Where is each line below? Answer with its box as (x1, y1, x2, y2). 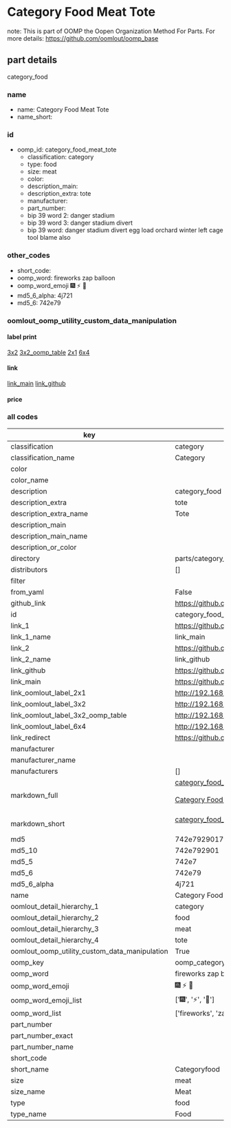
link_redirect (10, 732, 51, 742)
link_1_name (10, 632, 52, 642)
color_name (10, 475, 49, 484)
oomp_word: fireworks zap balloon (16, 274, 115, 282)
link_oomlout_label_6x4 (10, 721, 87, 731)
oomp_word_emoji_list (10, 996, 82, 1005)
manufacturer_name (10, 755, 76, 765)
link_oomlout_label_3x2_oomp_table (10, 710, 127, 720)
